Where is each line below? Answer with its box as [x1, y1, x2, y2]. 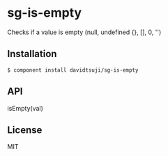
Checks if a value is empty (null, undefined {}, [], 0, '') [7, 28, 162, 36]
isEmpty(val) [7, 104, 44, 112]
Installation [7, 48, 57, 60]
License [7, 124, 43, 136]
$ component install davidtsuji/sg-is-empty [7, 66, 139, 74]
